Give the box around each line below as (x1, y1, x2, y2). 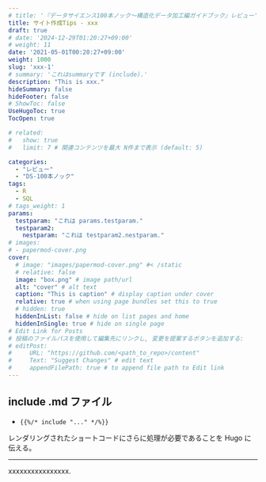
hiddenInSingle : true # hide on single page (15, 320, 165, 328)
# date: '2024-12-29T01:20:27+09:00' (8, 33, 133, 42)
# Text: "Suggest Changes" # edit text (8, 357, 154, 365)
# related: (8, 129, 44, 137)
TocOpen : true (8, 115, 55, 123)
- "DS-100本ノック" (15, 173, 75, 180)
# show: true (8, 136, 59, 144)
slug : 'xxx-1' (8, 63, 55, 71)
